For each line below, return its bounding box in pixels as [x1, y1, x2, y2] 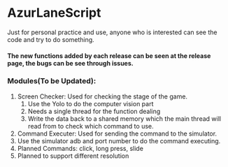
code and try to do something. [7, 35, 94, 43]
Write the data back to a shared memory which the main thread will [27, 114, 222, 123]
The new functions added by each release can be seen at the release [7, 51, 211, 60]
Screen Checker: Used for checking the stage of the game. [17, 92, 187, 101]
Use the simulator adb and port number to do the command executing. [17, 136, 221, 145]
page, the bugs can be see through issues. [7, 59, 134, 67]
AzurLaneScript [7, 5, 101, 21]
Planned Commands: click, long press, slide [17, 144, 143, 152]
